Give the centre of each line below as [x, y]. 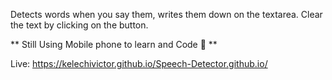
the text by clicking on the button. [79, 25]
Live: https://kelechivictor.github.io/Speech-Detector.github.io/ [139, 63]
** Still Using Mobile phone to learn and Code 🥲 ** [114, 44]
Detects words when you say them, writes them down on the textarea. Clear [166, 14]
